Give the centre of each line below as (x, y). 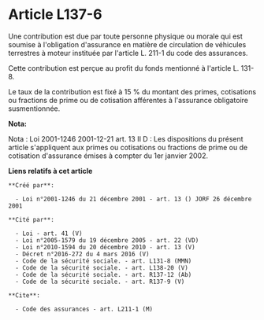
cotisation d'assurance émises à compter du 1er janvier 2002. (108, 156)
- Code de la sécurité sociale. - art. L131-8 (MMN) (104, 261)
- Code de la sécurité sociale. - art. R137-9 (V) (100, 281)
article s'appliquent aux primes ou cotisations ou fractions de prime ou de (128, 147)
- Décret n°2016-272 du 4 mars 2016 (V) (82, 254)
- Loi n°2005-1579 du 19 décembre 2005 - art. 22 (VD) (107, 240)
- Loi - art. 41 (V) (49, 234)
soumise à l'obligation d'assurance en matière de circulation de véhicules (127, 44)
